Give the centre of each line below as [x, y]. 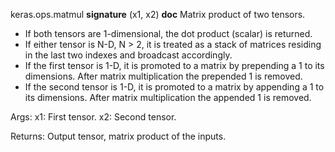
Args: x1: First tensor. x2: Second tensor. [93, 117]
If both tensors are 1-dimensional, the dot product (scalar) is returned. [168, 33]
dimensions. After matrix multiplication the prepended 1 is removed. [163, 76]
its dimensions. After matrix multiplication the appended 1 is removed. [168, 97]
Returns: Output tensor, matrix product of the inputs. [118, 136]
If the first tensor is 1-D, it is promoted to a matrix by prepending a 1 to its [174, 65]
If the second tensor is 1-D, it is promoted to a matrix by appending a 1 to [174, 87]
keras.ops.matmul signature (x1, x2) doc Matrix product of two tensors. [158, 14]
